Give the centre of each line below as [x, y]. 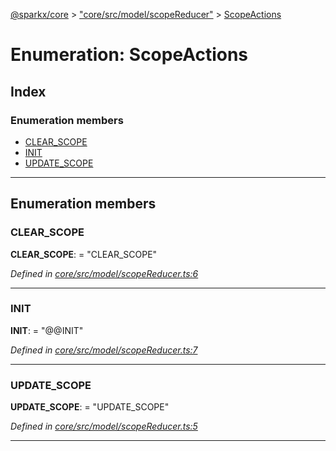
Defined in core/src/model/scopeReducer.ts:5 [104, 426]
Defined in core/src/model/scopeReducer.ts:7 [104, 350]
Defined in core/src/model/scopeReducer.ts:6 [104, 273]
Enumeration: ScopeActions [129, 55]
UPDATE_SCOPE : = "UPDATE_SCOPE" [90, 407]
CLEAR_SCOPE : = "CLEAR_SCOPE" [84, 254]
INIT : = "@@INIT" [47, 330]
